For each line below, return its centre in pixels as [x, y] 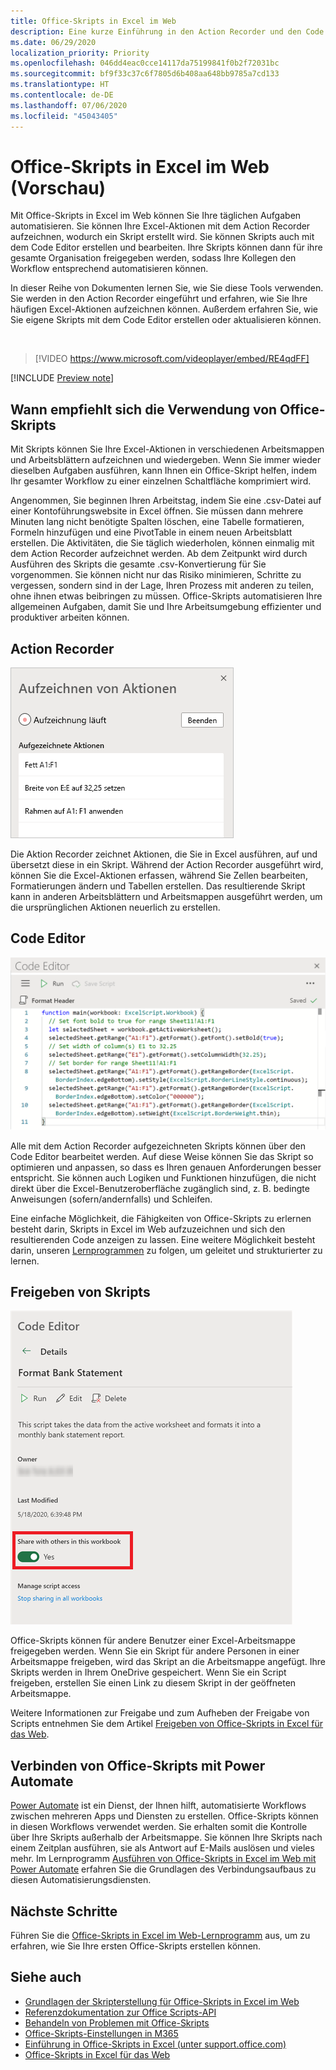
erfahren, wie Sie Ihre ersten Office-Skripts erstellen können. [136, 1946]
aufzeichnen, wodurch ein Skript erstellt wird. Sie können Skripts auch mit [162, 237]
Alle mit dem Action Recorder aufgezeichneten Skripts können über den [158, 1146]
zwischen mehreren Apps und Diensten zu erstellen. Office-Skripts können [164, 1816]
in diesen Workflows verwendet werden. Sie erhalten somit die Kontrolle [159, 1827]
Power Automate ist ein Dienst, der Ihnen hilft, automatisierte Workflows [158, 1806]
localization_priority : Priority [80, 53]
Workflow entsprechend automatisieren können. [109, 269]
